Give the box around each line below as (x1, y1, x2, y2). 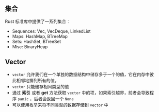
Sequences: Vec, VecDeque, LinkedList (12, 28, 91, 34)
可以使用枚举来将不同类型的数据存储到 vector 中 (12, 102, 109, 108)
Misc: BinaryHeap (12, 43, 48, 50)
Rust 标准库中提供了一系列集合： (5, 19, 71, 24)
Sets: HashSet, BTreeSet (12, 38, 62, 44)
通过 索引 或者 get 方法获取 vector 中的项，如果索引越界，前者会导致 (12, 90, 150, 95)
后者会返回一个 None (33, 95, 74, 101)
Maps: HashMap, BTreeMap (12, 33, 68, 39)
